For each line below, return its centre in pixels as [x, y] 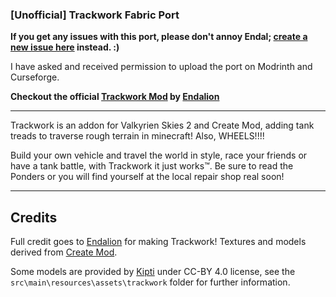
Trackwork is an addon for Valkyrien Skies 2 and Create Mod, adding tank [162, 125]
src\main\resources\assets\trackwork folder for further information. [150, 282]
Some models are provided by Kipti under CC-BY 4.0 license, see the [153, 272]
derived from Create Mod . [64, 252]
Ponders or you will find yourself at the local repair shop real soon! [147, 177]
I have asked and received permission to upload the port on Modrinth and [161, 67]
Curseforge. [35, 77]
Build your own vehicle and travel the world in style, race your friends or [159, 155]
